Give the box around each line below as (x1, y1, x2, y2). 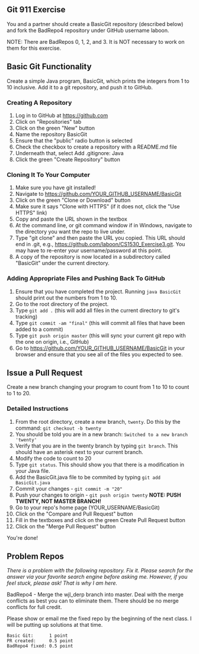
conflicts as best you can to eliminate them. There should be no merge (7, 597, 179, 604)
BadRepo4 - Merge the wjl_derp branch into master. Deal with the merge (7, 591, 184, 598)
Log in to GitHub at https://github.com (15, 112, 108, 119)
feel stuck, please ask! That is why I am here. (7, 579, 118, 587)
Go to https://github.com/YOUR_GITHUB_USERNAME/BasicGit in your (15, 344, 185, 352)
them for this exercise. (7, 44, 62, 51)
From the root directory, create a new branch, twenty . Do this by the (15, 418, 181, 425)
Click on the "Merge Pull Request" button (15, 523, 116, 530)
